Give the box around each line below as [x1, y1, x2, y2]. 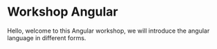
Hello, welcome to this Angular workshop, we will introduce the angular [7, 27, 210, 35]
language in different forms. [7, 33, 86, 42]
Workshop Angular [7, 4, 119, 20]
